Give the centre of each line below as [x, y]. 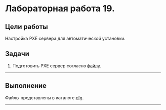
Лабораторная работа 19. [60, 9]
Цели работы [27, 27]
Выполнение [26, 86]
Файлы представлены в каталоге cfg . [44, 97]
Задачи [17, 54]
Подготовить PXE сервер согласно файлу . [57, 66]
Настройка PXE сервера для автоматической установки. [65, 38]
